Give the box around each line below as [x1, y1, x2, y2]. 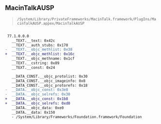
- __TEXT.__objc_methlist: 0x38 [5, 47, 73, 52]
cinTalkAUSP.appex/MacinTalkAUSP [16, 21, 85, 26]
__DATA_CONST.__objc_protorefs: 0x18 [11, 83, 88, 88]
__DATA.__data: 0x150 [11, 110, 55, 115]
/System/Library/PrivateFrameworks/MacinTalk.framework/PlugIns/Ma [16, 16, 156, 21]
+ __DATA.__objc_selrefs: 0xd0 [5, 101, 70, 106]
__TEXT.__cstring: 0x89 [11, 61, 60, 66]
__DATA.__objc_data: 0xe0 [11, 105, 64, 110]
